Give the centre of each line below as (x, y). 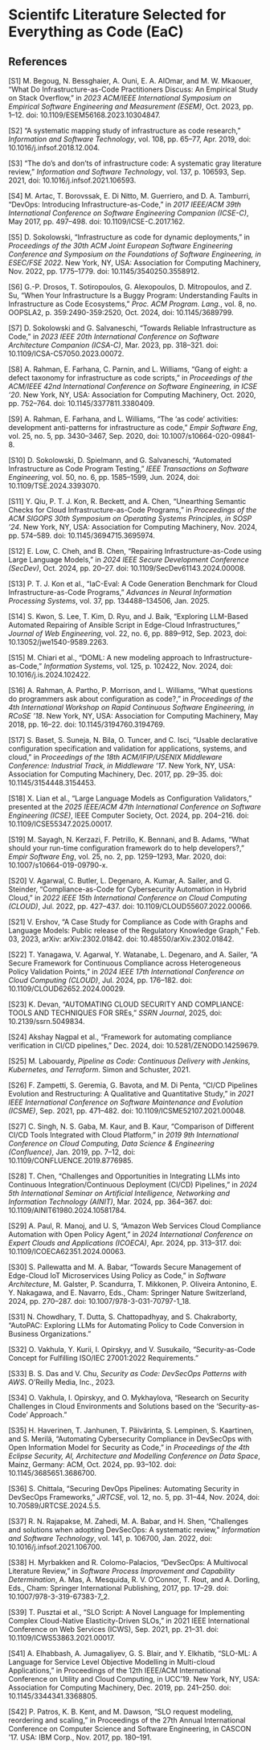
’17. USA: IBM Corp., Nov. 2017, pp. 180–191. (80, 1737)
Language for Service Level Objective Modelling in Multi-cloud (112, 1662)
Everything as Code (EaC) (96, 32)
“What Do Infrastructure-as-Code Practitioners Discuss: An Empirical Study (133, 89)
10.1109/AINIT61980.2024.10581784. (67, 1210)
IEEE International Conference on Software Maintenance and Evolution (126, 1102)
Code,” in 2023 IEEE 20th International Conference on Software (114, 336)
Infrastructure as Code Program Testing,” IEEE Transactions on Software (129, 469)
